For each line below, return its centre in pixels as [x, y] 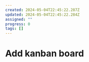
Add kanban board [45, 54]
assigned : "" [19, 19]
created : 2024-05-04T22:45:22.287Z [42, 10]
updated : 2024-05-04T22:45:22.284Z [42, 15]
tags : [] [14, 29]
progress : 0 [18, 24]
